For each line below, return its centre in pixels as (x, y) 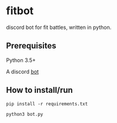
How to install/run (40, 90)
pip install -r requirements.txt (47, 104)
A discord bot (23, 72)
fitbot (20, 11)
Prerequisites (31, 46)
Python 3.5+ (21, 60)
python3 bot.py (25, 114)
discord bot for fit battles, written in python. (59, 27)
